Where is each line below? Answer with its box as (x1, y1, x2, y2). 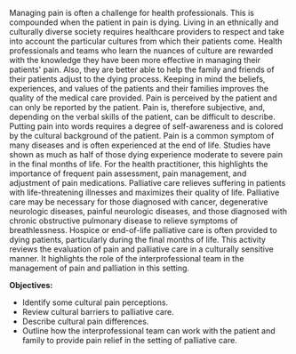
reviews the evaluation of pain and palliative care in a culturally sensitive (9, 244, 274, 254)
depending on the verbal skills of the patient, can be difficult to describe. (9, 111, 276, 122)
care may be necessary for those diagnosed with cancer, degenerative (9, 197, 268, 207)
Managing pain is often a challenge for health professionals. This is (9, 8, 255, 18)
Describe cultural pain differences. (21, 316, 149, 326)
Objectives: (9, 280, 53, 290)
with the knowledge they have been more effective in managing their (9, 55, 260, 65)
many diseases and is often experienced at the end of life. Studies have (9, 140, 271, 150)
